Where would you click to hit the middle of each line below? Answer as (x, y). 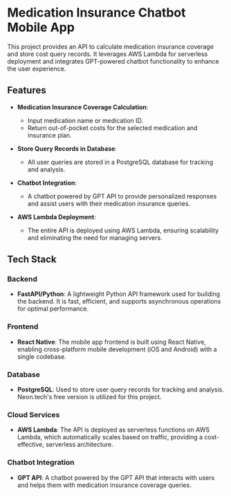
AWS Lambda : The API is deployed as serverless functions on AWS (113, 430)
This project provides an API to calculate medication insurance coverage (111, 46)
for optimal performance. (53, 309)
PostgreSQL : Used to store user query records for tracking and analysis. (121, 389)
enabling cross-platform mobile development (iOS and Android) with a (117, 349)
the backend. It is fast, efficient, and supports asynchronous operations (119, 302)
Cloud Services (34, 414)
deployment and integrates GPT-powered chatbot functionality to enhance (113, 61)
